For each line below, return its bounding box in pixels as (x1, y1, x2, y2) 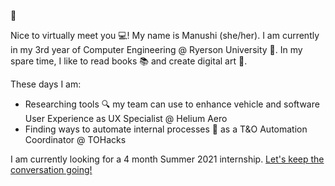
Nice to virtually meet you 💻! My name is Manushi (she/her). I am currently (10, 30, 320, 41)
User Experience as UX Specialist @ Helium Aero (24, 113, 228, 124)
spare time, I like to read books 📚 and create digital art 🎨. (10, 55, 248, 67)
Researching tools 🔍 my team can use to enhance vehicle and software (24, 98, 320, 110)
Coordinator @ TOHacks (24, 134, 127, 145)
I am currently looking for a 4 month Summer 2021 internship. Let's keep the (10, 153, 325, 165)
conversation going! (10, 164, 93, 175)
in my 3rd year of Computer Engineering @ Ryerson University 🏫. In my (10, 44, 303, 55)
